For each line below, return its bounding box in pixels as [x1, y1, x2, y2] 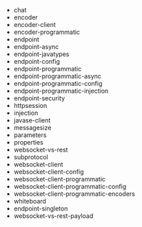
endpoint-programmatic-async [13, 72, 102, 80]
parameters [13, 131, 47, 139]
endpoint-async [13, 43, 59, 51]
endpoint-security [13, 94, 65, 102]
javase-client [13, 116, 51, 124]
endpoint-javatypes [13, 50, 70, 58]
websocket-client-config [13, 167, 84, 176]
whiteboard [13, 197, 47, 205]
